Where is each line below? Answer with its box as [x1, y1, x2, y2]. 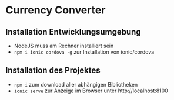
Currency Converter [5, 4, 106, 17]
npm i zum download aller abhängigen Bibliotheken [14, 81, 138, 88]
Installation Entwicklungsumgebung [5, 27, 142, 37]
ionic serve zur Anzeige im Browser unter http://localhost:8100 [14, 87, 168, 94]
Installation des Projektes [5, 65, 101, 75]
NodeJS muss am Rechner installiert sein [14, 42, 114, 49]
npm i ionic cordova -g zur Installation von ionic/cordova [14, 49, 155, 56]
